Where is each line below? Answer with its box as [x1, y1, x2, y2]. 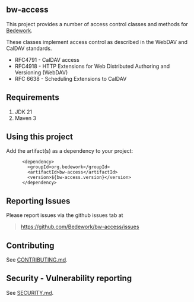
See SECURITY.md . [6, 289, 54, 296]
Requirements [6, 92, 59, 103]
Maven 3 [14, 114, 37, 121]
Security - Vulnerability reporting [6, 273, 132, 284]
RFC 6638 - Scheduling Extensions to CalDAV [14, 75, 127, 82]
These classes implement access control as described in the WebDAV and [6, 38, 188, 45]
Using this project [6, 132, 73, 142]
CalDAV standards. [6, 45, 52, 52]
